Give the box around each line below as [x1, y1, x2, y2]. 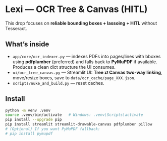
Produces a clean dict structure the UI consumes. [12, 64, 116, 70]
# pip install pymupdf [5, 131, 53, 136]
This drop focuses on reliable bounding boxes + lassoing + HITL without [5, 20, 157, 26]
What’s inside [5, 40, 49, 49]
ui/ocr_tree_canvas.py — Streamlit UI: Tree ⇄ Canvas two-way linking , [12, 69, 162, 75]
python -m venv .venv [5, 108, 51, 113]
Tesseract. [5, 25, 27, 31]
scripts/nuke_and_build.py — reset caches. [12, 80, 104, 86]
